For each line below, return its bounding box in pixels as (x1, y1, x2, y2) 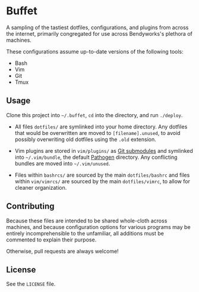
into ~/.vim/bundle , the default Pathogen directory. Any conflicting (14, 153, 178, 161)
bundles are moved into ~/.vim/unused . (14, 159, 110, 167)
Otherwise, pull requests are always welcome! (6, 247, 119, 255)
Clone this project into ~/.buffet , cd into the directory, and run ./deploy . (6, 111, 183, 118)
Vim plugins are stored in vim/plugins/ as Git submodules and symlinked (14, 147, 193, 154)
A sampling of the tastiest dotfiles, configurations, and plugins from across (6, 24, 189, 31)
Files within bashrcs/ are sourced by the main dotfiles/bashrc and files (14, 171, 190, 178)
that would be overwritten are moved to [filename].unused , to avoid (14, 129, 181, 136)
